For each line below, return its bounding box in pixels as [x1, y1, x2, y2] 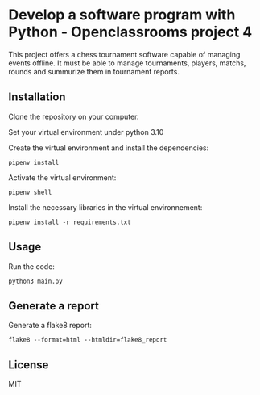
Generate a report [8, 299, 99, 313]
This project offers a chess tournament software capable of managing [8, 49, 241, 59]
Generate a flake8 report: [8, 321, 93, 330]
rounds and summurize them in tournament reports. [8, 66, 180, 76]
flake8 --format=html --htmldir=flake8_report [8, 336, 167, 344]
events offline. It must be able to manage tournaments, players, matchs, [8, 58, 246, 68]
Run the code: [8, 261, 55, 271]
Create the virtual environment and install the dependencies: [8, 143, 209, 153]
